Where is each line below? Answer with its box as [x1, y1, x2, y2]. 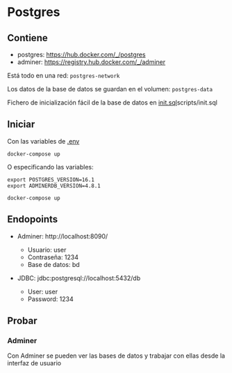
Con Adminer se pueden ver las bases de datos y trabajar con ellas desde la [7, 351, 226, 360]
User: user [27, 287, 58, 296]
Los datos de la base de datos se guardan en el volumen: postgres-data [7, 85, 213, 93]
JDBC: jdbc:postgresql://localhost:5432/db [17, 273, 141, 282]
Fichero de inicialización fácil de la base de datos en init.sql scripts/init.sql [7, 98, 217, 107]
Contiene [7, 32, 48, 44]
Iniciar [7, 119, 35, 130]
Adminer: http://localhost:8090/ [17, 231, 108, 241]
